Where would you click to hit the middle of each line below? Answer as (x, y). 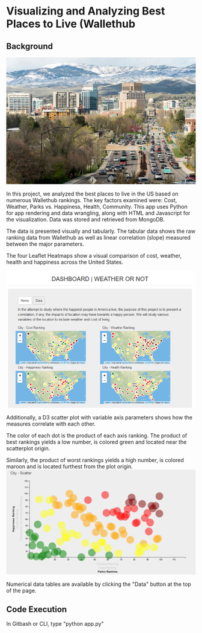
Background (29, 46)
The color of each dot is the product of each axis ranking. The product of (97, 435)
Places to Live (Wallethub (71, 24)
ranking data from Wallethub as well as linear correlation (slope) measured (99, 237)
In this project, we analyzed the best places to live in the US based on (92, 194)
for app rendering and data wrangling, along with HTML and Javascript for (98, 213)
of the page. (21, 590)
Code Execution (37, 609)
